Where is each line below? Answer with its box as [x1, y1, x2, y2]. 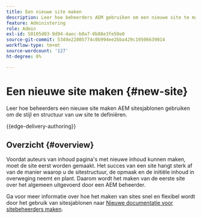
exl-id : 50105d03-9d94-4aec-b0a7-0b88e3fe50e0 [6, 31, 125, 37]
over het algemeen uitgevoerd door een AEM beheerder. [6, 181, 146, 189]
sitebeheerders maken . [6, 205, 64, 213]
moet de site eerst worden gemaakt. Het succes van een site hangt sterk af [6, 162, 193, 169]
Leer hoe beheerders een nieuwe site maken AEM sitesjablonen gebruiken [6, 104, 191, 112]
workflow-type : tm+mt [6, 43, 61, 49]
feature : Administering [6, 20, 66, 26]
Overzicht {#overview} [6, 139, 94, 150]
